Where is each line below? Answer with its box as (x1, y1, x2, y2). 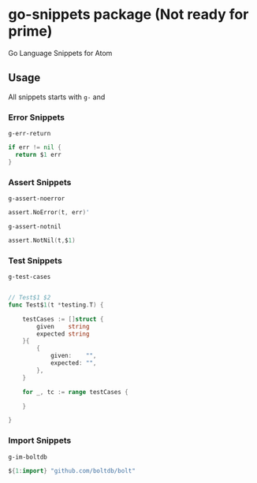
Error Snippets (8, 112, 65, 123)
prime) (8, 22, 53, 40)
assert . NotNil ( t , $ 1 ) (8, 236, 76, 244)
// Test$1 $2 (8, 294, 51, 302)
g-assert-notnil (8, 222, 61, 230)
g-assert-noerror (8, 195, 65, 202)
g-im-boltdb (8, 453, 47, 461)
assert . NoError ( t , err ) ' (8, 208, 90, 216)
